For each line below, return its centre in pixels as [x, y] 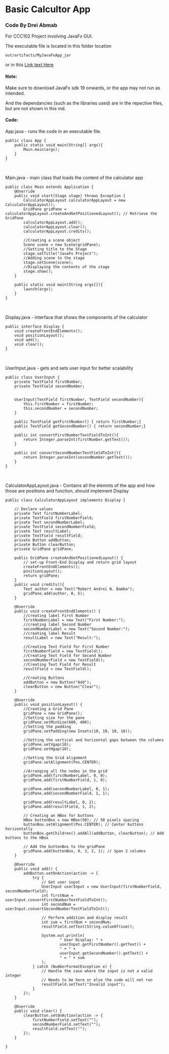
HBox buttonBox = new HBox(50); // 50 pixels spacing [81, 820]
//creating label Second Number [58, 624]
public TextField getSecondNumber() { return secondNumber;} [80, 426]
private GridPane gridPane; [44, 549]
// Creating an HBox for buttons [59, 815]
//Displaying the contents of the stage [67, 267]
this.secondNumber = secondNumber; [61, 408]
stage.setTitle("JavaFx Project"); [61, 253]
